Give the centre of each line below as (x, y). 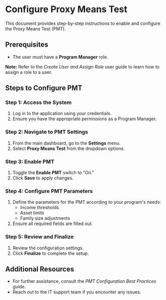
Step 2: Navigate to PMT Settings (47, 132)
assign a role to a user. (29, 72)
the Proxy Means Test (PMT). (36, 28)
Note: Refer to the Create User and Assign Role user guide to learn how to (82, 66)
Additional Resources (40, 269)
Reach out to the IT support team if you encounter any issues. (77, 292)
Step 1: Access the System (38, 102)
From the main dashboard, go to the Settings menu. (67, 143)
